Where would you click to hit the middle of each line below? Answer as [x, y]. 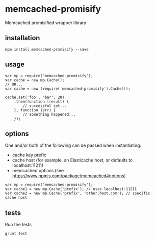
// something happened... [49, 114]
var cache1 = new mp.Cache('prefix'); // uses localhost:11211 [71, 189]
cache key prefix [29, 155]
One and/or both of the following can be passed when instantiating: [73, 145]
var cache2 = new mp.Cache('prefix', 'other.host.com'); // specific [78, 193]
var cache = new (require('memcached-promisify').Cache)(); [68, 89]
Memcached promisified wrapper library [46, 23]
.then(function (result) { [41, 102]
